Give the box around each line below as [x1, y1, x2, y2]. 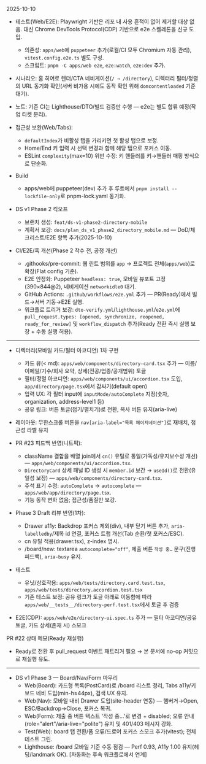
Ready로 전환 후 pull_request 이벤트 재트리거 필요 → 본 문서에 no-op [15, 647, 182, 655]
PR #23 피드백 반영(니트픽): [15, 439, 82, 447]
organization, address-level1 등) [24, 398, 104, 405]
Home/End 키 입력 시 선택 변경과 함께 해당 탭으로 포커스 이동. [24, 144, 172, 152]
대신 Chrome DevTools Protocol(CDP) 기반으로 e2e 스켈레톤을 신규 [23, 26, 188, 33]
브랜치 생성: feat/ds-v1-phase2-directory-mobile [24, 218, 148, 226]
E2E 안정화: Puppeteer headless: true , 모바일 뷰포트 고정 [24, 276, 166, 282]
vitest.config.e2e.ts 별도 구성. [24, 54, 104, 61]
